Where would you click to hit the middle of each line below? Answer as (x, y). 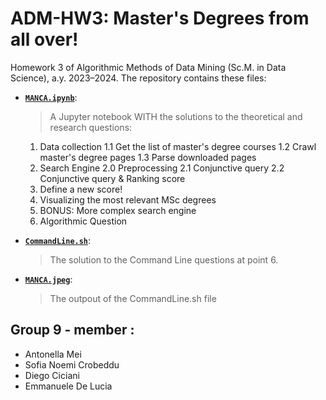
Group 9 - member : (72, 330)
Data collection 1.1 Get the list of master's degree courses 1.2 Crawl (178, 146)
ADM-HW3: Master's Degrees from (160, 18)
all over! (44, 39)
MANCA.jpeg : (48, 279)
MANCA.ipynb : (51, 97)
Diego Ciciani (52, 375)
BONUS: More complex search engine (118, 210)
